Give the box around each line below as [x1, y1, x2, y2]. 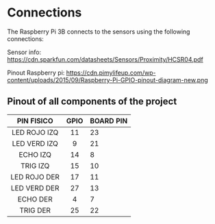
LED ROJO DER [10, 172, 60, 182]
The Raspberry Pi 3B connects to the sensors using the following [7, 27, 190, 36]
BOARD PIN [90, 116, 128, 125]
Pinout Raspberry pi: [7, 69, 65, 77]
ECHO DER [17, 194, 53, 203]
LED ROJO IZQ [11, 127, 59, 137]
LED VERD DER [10, 183, 60, 192]
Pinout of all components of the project [7, 96, 177, 108]
